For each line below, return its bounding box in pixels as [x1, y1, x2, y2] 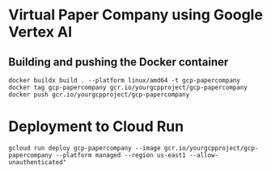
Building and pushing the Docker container [8, 55, 229, 69]
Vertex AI [8, 23, 73, 41]
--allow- [188, 151, 219, 159]
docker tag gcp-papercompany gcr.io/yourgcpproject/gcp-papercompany [8, 83, 248, 91]
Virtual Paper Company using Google [8, 6, 263, 24]
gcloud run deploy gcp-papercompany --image [8, 144, 161, 152]
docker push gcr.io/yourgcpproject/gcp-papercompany [8, 91, 190, 99]
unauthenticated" [8, 158, 67, 167]
